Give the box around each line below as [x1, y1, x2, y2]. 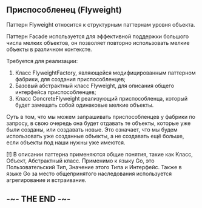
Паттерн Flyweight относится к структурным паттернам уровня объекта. [6, 21, 195, 28]
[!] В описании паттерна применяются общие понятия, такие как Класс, [6, 150, 193, 158]
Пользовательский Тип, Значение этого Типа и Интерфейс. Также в [6, 163, 182, 170]
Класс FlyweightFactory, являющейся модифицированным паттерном [15, 69, 196, 76]
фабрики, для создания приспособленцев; [15, 75, 126, 82]
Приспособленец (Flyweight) [6, 5, 123, 15]
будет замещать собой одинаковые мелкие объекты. [15, 101, 154, 109]
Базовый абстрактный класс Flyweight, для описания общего [15, 82, 175, 89]
